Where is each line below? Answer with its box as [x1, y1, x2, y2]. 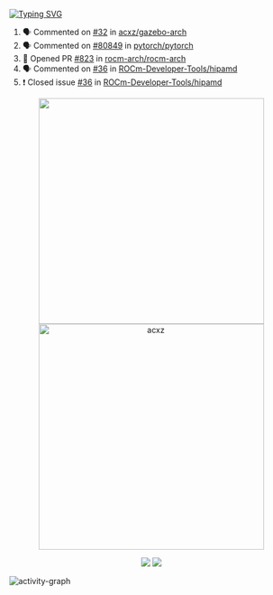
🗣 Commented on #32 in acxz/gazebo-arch [22, 27, 187, 37]
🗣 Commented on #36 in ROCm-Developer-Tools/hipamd [22, 63, 238, 74]
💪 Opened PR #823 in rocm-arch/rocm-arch [22, 53, 187, 63]
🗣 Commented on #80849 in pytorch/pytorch [22, 41, 194, 51]
